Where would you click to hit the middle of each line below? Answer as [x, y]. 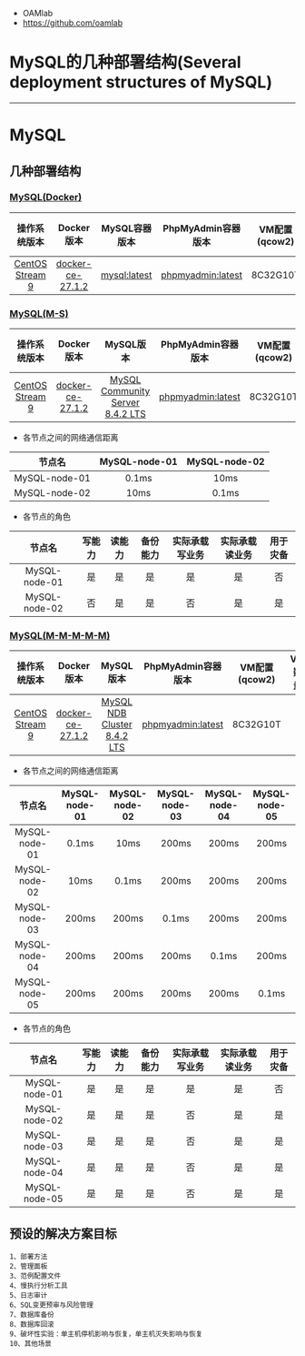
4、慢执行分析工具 [39, 1286]
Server [126, 402]
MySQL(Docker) [46, 197]
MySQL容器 [127, 228]
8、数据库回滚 [32, 1325]
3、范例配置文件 [35, 1276]
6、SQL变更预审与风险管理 [51, 1305]
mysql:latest [126, 275]
